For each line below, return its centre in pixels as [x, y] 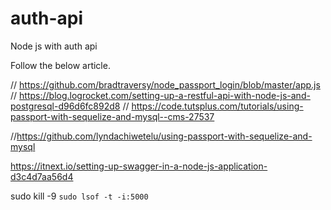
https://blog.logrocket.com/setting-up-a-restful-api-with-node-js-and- [165, 95]
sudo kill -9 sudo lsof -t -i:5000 [79, 196]
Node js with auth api [54, 46]
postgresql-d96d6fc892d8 [65, 106]
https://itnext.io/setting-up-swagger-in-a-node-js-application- [139, 166]
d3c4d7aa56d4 [42, 176]
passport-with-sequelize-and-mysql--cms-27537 [112, 116]
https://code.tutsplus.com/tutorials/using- [217, 106]
